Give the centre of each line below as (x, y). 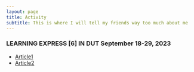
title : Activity (26, 17)
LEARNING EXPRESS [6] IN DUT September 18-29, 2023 (89, 43)
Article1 (24, 57)
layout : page (22, 12)
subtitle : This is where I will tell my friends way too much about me (97, 23)
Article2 (24, 62)
